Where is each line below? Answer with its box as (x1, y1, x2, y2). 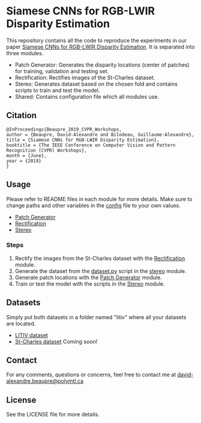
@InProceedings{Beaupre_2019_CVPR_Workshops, (6, 126, 122, 133)
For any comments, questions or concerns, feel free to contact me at (6, 371, 176, 379)
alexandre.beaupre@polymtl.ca (6, 377, 84, 385)
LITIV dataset (14, 331, 48, 338)
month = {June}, (6, 152, 47, 158)
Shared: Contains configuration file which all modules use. (14, 93, 160, 100)
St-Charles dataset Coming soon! (14, 338, 98, 345)
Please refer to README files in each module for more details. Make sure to (6, 195, 193, 202)
